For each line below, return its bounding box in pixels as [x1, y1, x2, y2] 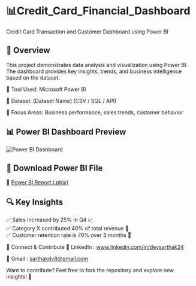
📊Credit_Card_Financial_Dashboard [6, 4, 191, 18]
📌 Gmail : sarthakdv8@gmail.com [6, 255, 89, 263]
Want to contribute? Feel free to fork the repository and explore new [6, 267, 174, 274]
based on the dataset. [6, 74, 61, 81]
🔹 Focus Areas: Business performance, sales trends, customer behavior [6, 108, 183, 116]
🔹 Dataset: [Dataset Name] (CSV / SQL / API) [6, 97, 117, 104]
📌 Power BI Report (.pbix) [6, 179, 69, 186]
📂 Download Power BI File [6, 163, 103, 173]
